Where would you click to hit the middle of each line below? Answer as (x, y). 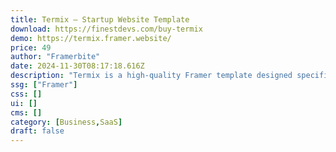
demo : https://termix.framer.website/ (91, 38)
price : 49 (31, 47)
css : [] (26, 94)
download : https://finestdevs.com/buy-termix (106, 29)
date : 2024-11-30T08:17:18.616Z (77, 66)
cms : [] (26, 112)
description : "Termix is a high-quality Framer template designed (151, 76)
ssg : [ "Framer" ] (44, 85)
